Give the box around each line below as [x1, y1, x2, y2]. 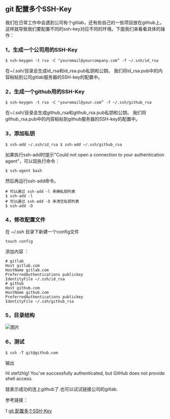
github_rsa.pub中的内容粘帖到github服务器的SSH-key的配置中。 [5, 116, 140, 122]
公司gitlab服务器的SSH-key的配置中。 [22, 74, 103, 80]
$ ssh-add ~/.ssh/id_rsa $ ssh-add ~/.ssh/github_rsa [5, 142, 123, 147]
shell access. [5, 375, 33, 382]
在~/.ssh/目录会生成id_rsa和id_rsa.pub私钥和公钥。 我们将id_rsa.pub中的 [5, 68, 158, 74]
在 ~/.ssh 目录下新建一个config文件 [5, 229, 79, 235]
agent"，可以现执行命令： [5, 158, 60, 164]
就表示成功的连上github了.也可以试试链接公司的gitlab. [5, 386, 118, 392]
